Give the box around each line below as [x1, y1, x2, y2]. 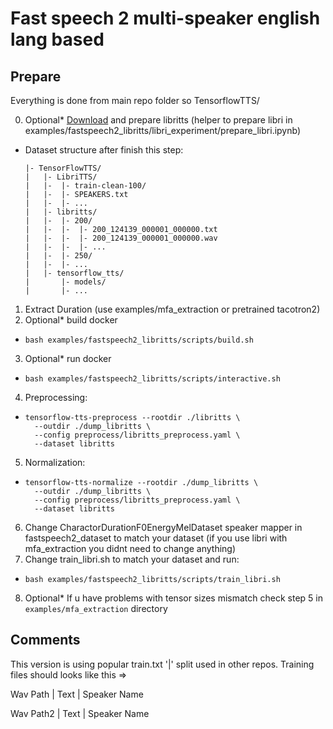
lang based [10, 28, 105, 51]
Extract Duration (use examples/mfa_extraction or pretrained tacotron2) [24, 303, 321, 315]
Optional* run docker [24, 353, 112, 364]
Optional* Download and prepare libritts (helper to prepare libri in [24, 114, 293, 126]
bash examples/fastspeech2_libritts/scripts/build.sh [24, 335, 254, 345]
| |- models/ [24, 277, 107, 287]
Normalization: [24, 457, 86, 468]
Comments [10, 632, 81, 649]
